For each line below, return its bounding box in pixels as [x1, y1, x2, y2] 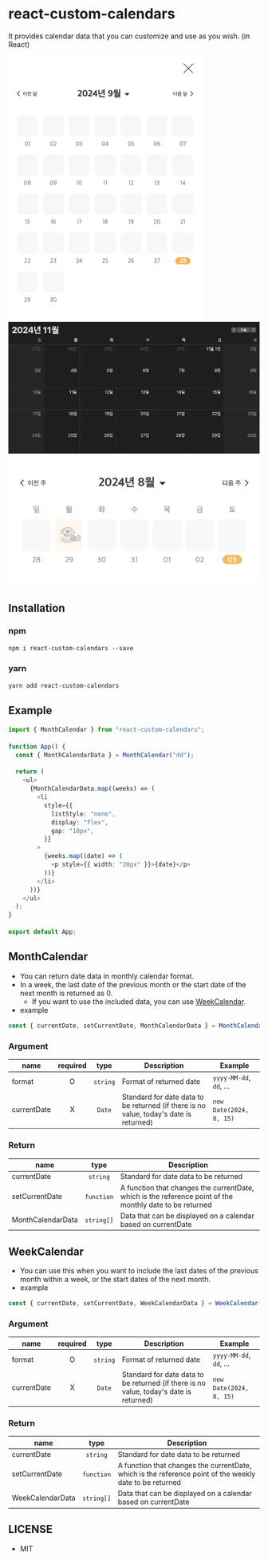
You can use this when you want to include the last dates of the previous [19, 1266, 259, 1276]
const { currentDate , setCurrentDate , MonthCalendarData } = [8, 1022, 216, 1030]
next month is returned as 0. [19, 988, 113, 998]
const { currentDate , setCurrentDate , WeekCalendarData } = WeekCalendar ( [8, 1300, 262, 1308]
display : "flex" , [50, 818, 109, 827]
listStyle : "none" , [50, 810, 116, 818]
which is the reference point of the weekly [117, 1469, 256, 1479]
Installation [8, 601, 65, 615]
